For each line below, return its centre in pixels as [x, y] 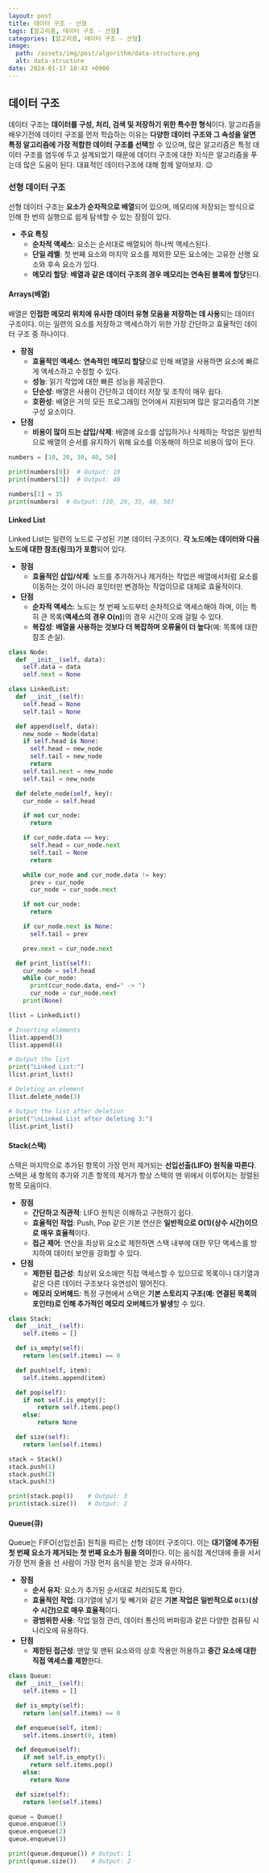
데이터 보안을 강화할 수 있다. [98, 1252]
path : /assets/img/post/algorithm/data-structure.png [108, 53]
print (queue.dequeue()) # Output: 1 [70, 1854]
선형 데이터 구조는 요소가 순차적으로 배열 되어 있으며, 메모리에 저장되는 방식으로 [132, 206]
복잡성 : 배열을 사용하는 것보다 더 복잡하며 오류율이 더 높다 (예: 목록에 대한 [145, 626]
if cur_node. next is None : [68, 927]
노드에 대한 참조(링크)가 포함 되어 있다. [68, 549]
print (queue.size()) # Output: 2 [70, 1861]
